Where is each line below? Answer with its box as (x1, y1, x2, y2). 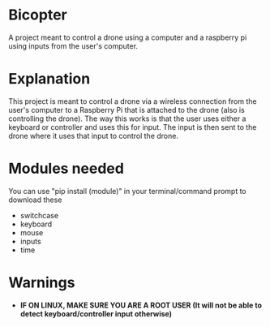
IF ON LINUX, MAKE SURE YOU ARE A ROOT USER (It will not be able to (19, 300, 262, 310)
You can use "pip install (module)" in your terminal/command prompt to (8, 186, 247, 196)
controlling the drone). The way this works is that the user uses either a (8, 114, 246, 123)
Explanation (8, 70, 91, 88)
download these (8, 195, 62, 204)
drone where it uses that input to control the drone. (8, 131, 178, 140)
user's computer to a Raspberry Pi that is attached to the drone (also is (8, 105, 245, 114)
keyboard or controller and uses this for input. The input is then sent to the (8, 122, 257, 131)
